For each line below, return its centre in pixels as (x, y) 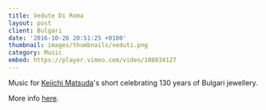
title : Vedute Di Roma (46, 16)
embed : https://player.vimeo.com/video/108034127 (93, 61)
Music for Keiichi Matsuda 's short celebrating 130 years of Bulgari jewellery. (133, 82)
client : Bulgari (35, 30)
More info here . (34, 98)
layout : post (30, 23)
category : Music (35, 53)
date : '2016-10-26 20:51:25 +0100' (67, 38)
